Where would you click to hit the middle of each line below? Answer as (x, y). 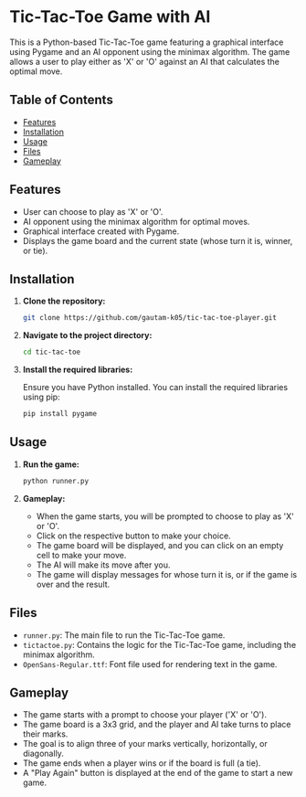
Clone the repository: (64, 301)
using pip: (42, 397)
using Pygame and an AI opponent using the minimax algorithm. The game (150, 51)
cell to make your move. (81, 555)
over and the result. (73, 584)
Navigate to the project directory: (87, 335)
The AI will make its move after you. (103, 565)
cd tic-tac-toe (52, 352)
